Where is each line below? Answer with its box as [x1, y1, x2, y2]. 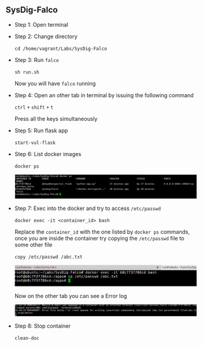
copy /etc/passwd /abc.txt [14, 254, 83, 260]
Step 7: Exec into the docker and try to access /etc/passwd [14, 205, 161, 212]
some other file [14, 241, 53, 248]
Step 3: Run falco [14, 56, 59, 63]
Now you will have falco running [14, 80, 96, 87]
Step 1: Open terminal [14, 21, 68, 28]
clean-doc [14, 335, 40, 342]
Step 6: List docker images [14, 150, 82, 157]
